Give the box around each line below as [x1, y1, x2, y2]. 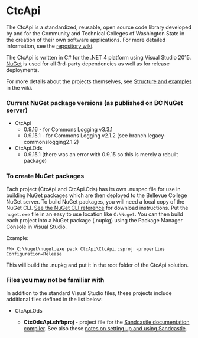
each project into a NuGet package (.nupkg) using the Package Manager [6, 216, 183, 224]
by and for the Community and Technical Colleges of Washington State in [6, 29, 185, 37]
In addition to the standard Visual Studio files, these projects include [6, 289, 173, 296]
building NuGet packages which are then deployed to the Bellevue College [6, 192, 187, 199]
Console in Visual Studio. [6, 223, 67, 230]
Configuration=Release [6, 251, 62, 257]
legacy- [147, 132, 167, 139]
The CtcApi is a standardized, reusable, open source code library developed [6, 24, 192, 31]
